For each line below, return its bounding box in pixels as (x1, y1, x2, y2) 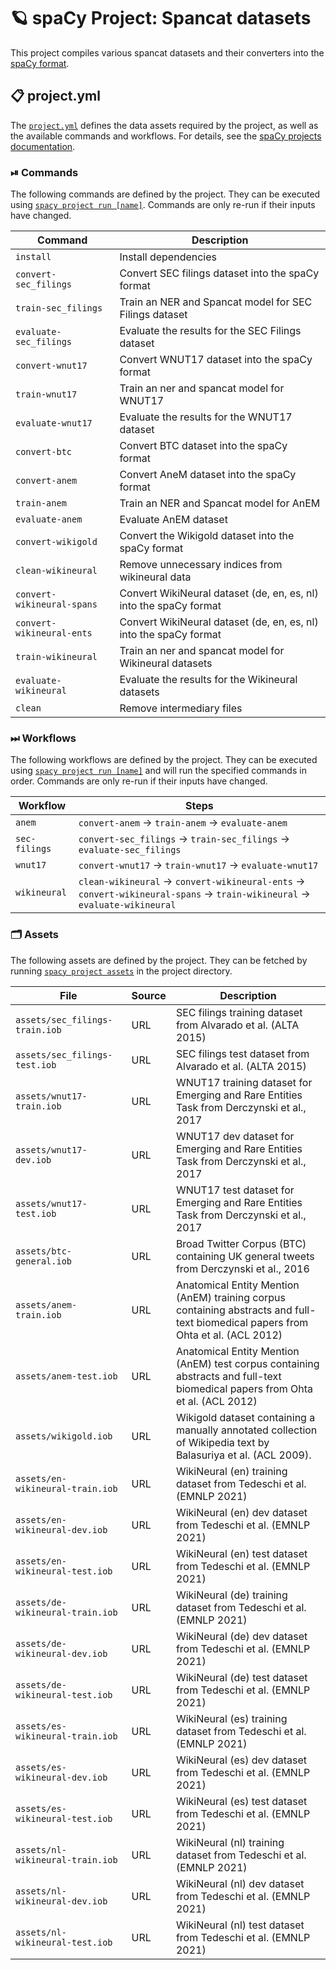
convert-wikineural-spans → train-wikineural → (78, 887, 311, 901)
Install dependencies (119, 250, 217, 264)
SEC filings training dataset (175, 1005, 303, 1019)
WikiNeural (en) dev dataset (175, 1505, 308, 1519)
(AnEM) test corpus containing (175, 1356, 320, 1370)
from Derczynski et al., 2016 (175, 1261, 310, 1275)
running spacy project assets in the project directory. (10, 965, 233, 977)
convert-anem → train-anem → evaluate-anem (78, 816, 288, 830)
